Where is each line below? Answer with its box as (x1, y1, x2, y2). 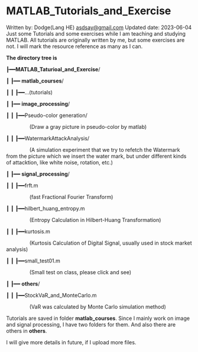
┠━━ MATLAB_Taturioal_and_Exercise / (6, 65, 100, 72)
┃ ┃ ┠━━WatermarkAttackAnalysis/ (6, 135, 90, 142)
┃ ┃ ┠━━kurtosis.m (6, 227, 50, 235)
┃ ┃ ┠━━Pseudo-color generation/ (6, 112, 87, 119)
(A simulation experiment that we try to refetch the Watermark (29, 146, 180, 153)
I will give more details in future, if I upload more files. (6, 338, 137, 345)
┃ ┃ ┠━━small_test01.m (6, 257, 61, 264)
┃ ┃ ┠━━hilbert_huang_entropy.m (6, 205, 85, 212)
